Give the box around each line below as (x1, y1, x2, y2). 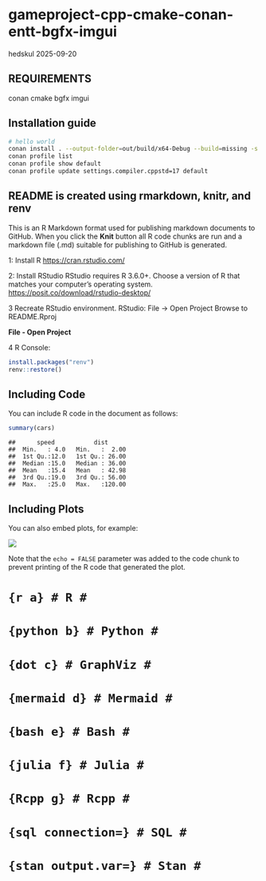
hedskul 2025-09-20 (8, 49, 77, 58)
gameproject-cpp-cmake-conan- (8, 6, 233, 24)
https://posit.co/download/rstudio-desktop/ (8, 287, 151, 297)
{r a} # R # (8, 591, 88, 606)
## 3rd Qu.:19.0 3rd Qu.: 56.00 (8, 473, 127, 482)
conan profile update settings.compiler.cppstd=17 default (8, 168, 209, 176)
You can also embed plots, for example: (8, 523, 139, 532)
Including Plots (8, 502, 84, 516)
